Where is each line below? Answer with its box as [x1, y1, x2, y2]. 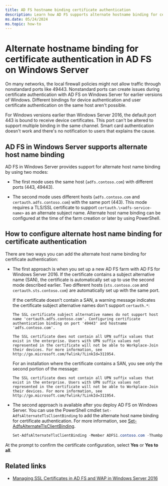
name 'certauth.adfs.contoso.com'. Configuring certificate [12, 316, 140, 321]
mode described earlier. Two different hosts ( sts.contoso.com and [12, 282, 148, 288]
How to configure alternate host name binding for [5, 229, 162, 238]
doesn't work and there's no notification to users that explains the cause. [5, 128, 156, 134]
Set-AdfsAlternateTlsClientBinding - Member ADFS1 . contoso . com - [12, 433, 149, 438]
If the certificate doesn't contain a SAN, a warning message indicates [12, 297, 156, 303]
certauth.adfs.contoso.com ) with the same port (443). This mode [12, 199, 147, 205]
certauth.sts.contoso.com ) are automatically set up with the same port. [12, 287, 160, 293]
